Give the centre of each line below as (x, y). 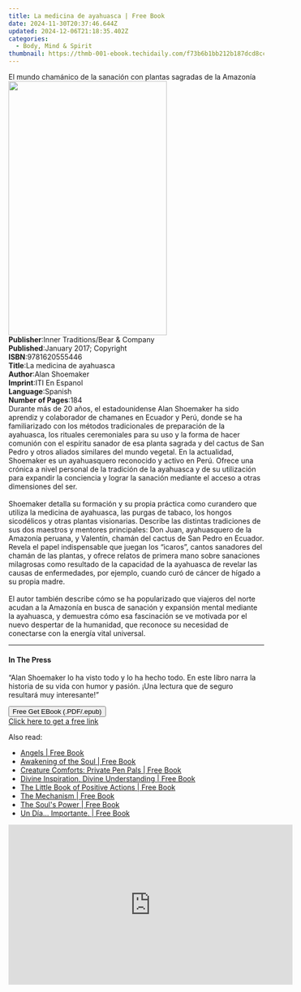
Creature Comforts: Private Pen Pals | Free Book (101, 770)
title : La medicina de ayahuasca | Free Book (86, 16)
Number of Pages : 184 (45, 400)
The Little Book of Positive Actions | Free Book (98, 788)
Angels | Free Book (52, 753)
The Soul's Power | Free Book (70, 805)
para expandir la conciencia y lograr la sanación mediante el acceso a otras (135, 478)
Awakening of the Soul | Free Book (78, 762)
